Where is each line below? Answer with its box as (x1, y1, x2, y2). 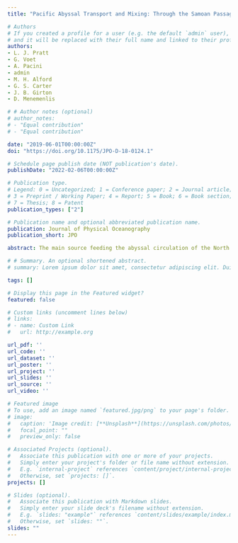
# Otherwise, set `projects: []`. (7, 472, 115, 479)
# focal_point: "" (7, 426, 69, 434)
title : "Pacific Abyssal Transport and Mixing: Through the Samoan (7, 10, 211, 18)
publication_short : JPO (7, 232, 78, 239)
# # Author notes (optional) (7, 108, 93, 115)
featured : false (7, 296, 55, 303)
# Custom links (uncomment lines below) (7, 309, 129, 316)
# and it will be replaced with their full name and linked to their (7, 36, 217, 43)
